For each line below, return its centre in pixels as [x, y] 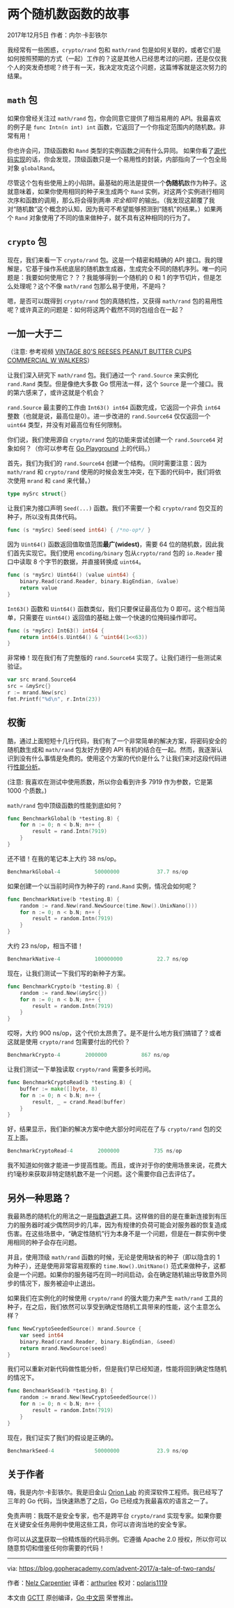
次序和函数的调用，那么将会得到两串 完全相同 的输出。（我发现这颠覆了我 [111, 200]
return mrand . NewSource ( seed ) [64, 1348]
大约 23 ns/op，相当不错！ [45, 946]
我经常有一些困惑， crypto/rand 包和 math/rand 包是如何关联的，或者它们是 [114, 50]
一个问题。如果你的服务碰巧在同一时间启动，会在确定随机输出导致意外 [120, 1275]
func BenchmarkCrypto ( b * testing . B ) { [63, 986]
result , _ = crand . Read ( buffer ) [79, 1102]
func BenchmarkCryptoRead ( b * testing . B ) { [70, 1083]
